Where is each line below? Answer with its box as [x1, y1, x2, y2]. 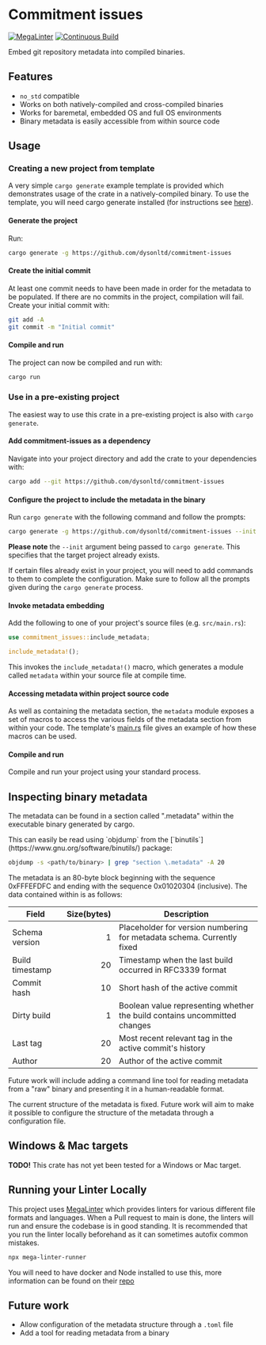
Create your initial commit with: [8, 300, 110, 310]
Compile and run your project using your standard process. [8, 767, 201, 777]
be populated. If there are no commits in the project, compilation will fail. [8, 291, 244, 302]
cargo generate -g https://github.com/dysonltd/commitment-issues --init [8, 528, 257, 536]
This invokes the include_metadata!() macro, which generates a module [8, 662, 244, 671]
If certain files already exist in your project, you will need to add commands [8, 566, 253, 575]
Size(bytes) [66, 909, 112, 920]
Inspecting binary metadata [8, 790, 148, 804]
